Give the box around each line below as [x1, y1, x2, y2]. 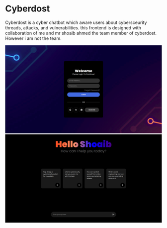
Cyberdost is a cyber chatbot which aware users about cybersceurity [5, 19, 147, 25]
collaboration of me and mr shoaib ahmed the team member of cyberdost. [5, 30, 157, 36]
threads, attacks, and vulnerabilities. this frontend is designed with [5, 24, 142, 30]
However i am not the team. [5, 35, 62, 41]
